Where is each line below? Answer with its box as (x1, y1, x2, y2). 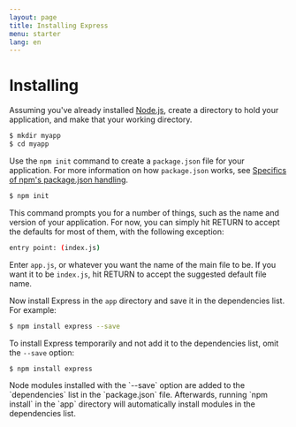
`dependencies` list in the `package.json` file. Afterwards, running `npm (9, 390, 268, 400)
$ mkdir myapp (9, 132, 62, 141)
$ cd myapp (9, 140, 49, 149)
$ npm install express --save (9, 322, 121, 331)
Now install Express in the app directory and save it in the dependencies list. (9, 295, 285, 306)
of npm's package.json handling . (9, 174, 129, 185)
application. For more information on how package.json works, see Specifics (9, 164, 287, 175)
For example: (9, 304, 57, 315)
